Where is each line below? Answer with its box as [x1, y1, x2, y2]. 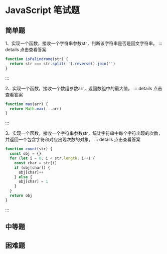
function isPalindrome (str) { [5, 57, 69, 62]
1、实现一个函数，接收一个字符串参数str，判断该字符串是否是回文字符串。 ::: [5, 41, 162, 46]
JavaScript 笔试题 [5, 5, 80, 16]
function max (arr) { [5, 101, 49, 107]
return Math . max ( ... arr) [10, 106, 62, 111]
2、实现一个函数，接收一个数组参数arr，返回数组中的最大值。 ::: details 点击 [5, 85, 162, 91]
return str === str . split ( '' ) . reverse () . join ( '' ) [10, 61, 115, 66]
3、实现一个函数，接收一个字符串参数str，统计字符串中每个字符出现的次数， [5, 130, 163, 136]
